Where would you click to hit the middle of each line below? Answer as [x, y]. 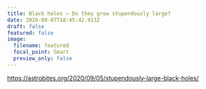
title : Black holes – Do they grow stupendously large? [89, 13]
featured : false [30, 33]
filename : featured [41, 46]
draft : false [26, 26]
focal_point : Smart [41, 52]
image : [17, 39]
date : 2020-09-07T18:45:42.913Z [53, 20]
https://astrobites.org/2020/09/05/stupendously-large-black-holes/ [103, 78]
